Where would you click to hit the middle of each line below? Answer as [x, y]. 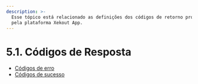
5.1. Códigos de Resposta [69, 52]
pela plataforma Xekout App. [47, 22]
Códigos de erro [34, 68]
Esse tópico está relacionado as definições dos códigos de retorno [97, 17]
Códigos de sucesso [39, 75]
